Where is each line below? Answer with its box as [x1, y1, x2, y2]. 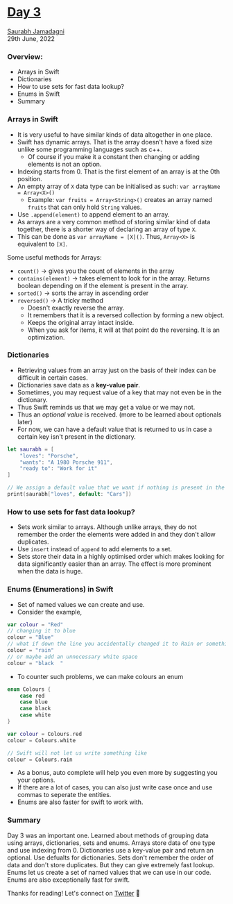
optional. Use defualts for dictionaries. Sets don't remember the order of [7, 853, 214, 862]
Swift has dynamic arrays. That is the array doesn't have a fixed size [17, 137, 213, 146]
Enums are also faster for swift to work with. [17, 798, 144, 806]
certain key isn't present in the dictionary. [17, 432, 137, 441]
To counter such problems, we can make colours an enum [17, 672, 184, 680]
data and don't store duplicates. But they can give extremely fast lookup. [7, 860, 215, 869]
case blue [19, 698, 49, 705]
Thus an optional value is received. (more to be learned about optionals [17, 410, 222, 419]
